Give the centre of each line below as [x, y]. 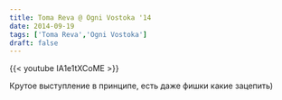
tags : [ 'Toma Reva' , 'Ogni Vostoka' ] [78, 34]
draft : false [34, 43]
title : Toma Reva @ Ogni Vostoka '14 [80, 18]
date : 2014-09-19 [42, 26]
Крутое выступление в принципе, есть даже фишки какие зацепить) [141, 86]
